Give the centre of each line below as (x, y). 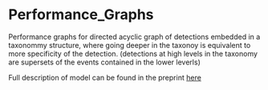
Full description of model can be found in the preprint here (105, 77)
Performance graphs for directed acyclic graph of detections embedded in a (134, 37)
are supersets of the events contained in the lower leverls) (104, 62)
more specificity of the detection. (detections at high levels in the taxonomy (133, 53)
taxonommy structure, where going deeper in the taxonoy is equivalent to (130, 45)
